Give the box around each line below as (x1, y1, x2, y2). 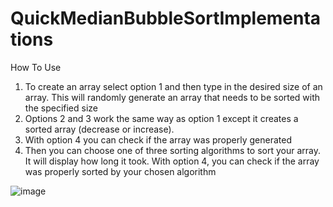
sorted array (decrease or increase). (24, 123, 175, 135)
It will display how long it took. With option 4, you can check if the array (24, 155, 320, 167)
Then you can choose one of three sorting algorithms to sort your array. (24, 144, 322, 156)
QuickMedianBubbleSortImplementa (10, 7, 322, 30)
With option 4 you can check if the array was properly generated (24, 133, 292, 146)
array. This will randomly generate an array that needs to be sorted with (24, 91, 321, 103)
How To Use (10, 61, 62, 73)
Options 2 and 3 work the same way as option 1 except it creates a (24, 112, 299, 124)
